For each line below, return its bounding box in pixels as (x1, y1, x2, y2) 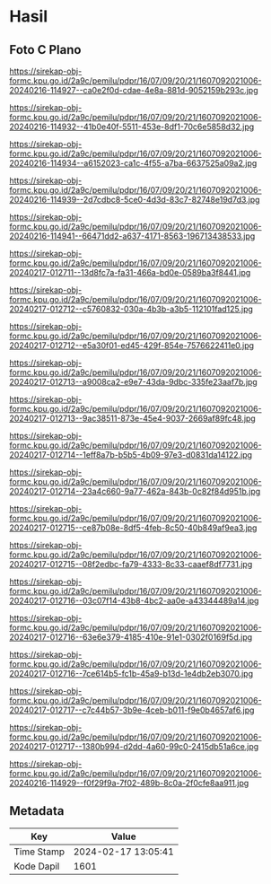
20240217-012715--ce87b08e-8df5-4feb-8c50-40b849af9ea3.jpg (9, 522, 258, 533)
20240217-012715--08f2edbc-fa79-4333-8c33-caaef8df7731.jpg (9, 559, 253, 569)
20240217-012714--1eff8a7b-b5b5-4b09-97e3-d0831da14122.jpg (9, 450, 253, 460)
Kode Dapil (13, 860, 60, 872)
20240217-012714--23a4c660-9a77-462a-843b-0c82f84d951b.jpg (9, 486, 261, 496)
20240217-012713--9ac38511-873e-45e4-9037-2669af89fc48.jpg (9, 413, 256, 424)
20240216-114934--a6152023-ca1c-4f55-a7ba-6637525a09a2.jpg (9, 158, 258, 168)
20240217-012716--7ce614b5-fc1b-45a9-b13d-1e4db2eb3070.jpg (9, 669, 254, 678)
